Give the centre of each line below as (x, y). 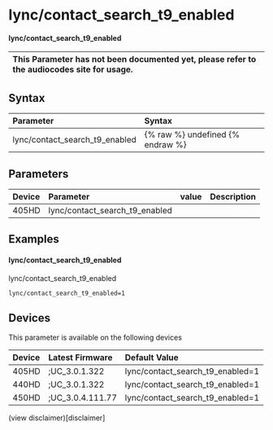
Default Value (152, 358)
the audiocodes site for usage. (73, 69)
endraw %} (165, 145)
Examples (34, 239)
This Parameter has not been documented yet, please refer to (134, 59)
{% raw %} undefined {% (192, 134)
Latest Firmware (80, 358)
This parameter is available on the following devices (95, 338)
